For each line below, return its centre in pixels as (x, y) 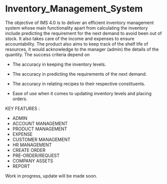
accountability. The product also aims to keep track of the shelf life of (77, 44)
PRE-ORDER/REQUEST (36, 155)
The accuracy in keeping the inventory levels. (59, 64)
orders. (20, 99)
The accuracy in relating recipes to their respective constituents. (79, 84)
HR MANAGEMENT (32, 145)
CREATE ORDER (29, 150)
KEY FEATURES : (22, 108)
